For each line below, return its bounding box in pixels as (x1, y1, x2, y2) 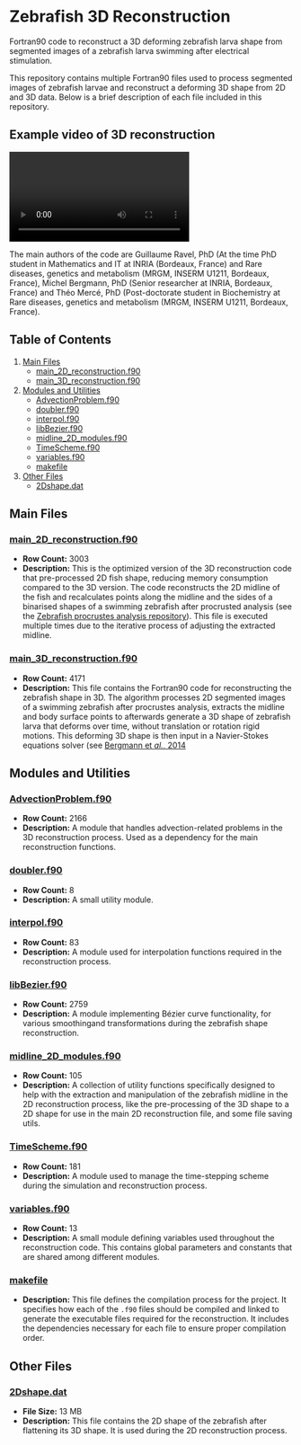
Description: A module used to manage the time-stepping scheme (22, 1170, 270, 1181)
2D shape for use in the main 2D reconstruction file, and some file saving (22, 1108, 293, 1120)
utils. (22, 1118, 40, 1129)
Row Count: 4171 (22, 672, 85, 684)
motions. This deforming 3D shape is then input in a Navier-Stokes (22, 730, 270, 740)
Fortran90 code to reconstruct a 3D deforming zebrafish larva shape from (9, 36, 283, 47)
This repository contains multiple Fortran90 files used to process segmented (9, 72, 293, 83)
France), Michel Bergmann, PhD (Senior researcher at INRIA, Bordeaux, (9, 277, 273, 288)
